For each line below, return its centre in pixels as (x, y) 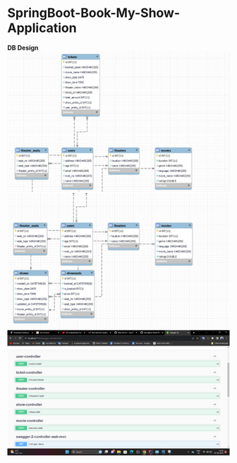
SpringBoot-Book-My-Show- (94, 13)
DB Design (23, 47)
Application (42, 28)
